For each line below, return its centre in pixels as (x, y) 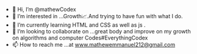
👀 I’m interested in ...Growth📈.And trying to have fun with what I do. (97, 16)
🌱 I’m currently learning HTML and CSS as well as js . (79, 25)
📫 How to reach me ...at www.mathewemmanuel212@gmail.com (94, 45)
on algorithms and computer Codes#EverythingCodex (80, 38)
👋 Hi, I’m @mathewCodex (44, 9)
